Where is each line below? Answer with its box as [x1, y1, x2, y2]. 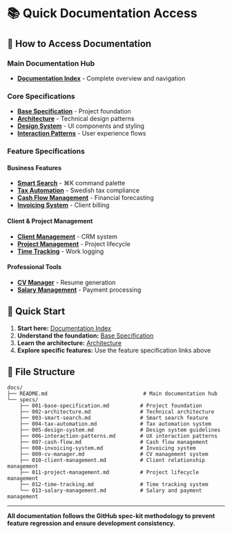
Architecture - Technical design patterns [17, 115, 135, 123]
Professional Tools [7, 263, 62, 271]
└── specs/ [7, 396, 39, 403]
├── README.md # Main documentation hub [7, 390, 217, 398]
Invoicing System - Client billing [17, 201, 110, 210]
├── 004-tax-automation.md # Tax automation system [19, 421, 212, 427]
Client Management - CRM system [17, 232, 118, 241]
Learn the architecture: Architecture [17, 338, 122, 347]
